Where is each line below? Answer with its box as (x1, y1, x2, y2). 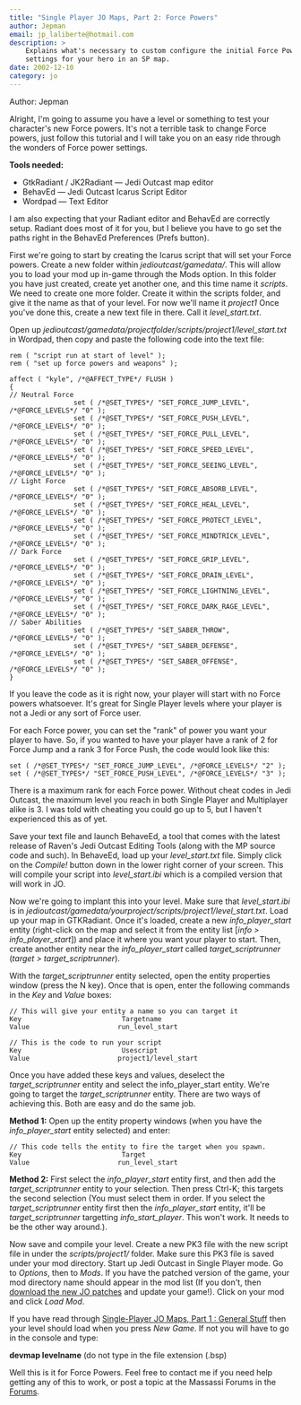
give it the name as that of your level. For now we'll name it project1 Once (9, 297, 279, 308)
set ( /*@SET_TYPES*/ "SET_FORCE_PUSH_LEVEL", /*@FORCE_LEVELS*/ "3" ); (9, 768, 287, 778)
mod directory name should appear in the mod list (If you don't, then (9, 1277, 262, 1288)
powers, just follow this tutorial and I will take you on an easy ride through (9, 132, 281, 143)
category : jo (9, 72, 58, 81)
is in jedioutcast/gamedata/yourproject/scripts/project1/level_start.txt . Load (9, 905, 288, 915)
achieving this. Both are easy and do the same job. (9, 1097, 196, 1108)
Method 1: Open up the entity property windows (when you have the (9, 1115, 262, 1126)
